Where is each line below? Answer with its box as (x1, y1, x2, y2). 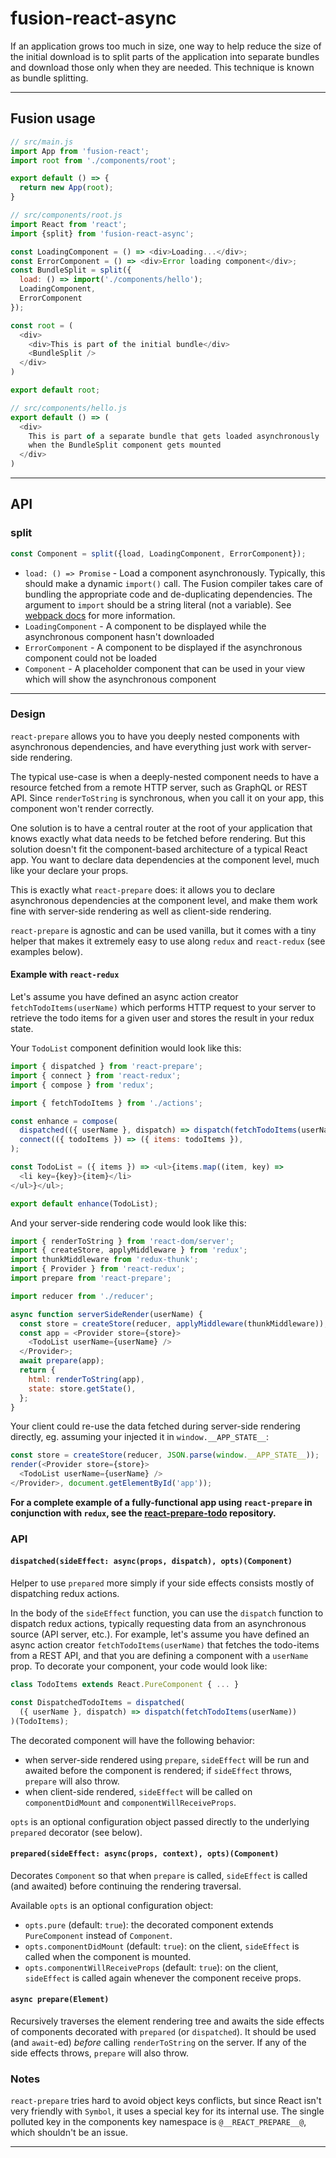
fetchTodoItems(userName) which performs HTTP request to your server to (10, 1002, 317, 1014)
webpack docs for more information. (24, 609, 176, 621)
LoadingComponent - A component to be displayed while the (24, 620, 267, 632)
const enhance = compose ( (10, 1116, 118, 1126)
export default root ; (10, 385, 101, 395)
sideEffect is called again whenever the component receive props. (24, 1972, 302, 1984)
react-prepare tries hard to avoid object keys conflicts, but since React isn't (10, 2095, 322, 2107)
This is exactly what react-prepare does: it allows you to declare (10, 883, 276, 896)
